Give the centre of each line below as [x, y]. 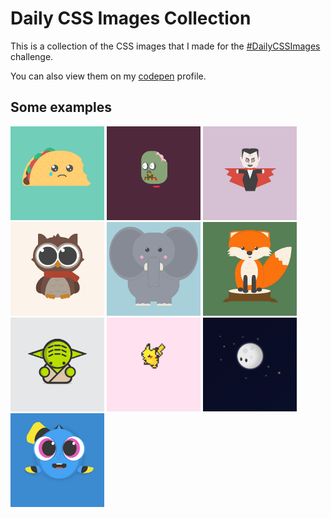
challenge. [32, 56]
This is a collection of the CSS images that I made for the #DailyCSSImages [165, 46]
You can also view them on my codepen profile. [108, 76]
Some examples [61, 107]
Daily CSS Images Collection [131, 18]
